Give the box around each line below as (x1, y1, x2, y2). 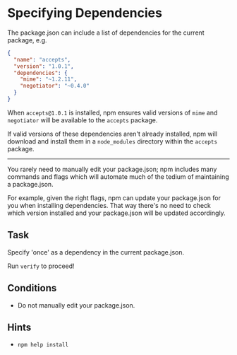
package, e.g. (7, 35, 47, 44)
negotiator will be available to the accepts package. (7, 115, 158, 124)
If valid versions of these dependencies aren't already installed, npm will (7, 129, 217, 138)
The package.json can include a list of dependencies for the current (7, 28, 205, 37)
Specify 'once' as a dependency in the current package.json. (7, 248, 185, 256)
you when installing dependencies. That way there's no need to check (7, 201, 212, 209)
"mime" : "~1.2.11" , (20, 76, 78, 83)
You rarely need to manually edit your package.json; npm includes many (7, 165, 217, 173)
